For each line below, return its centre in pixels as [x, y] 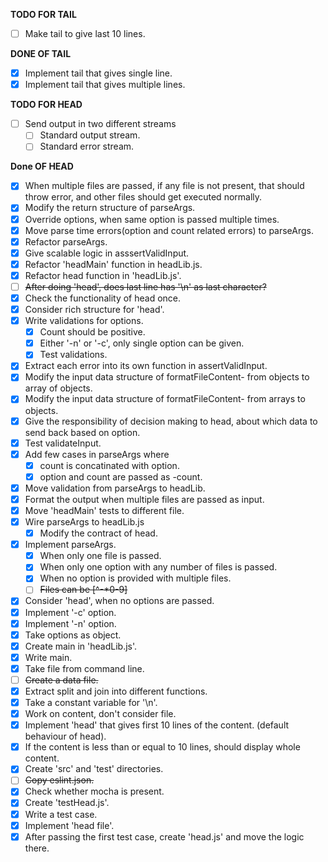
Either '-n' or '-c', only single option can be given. [142, 343]
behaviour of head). [65, 736]
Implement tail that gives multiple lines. [105, 85]
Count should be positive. [92, 332]
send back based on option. [82, 432]
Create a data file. [61, 680]
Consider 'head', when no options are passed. [119, 601]
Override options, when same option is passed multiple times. [152, 219]
